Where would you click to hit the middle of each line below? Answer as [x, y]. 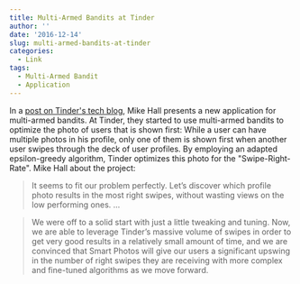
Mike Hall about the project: [84, 168]
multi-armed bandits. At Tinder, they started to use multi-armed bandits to [146, 120]
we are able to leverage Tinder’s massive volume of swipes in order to [161, 232]
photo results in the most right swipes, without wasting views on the [158, 195]
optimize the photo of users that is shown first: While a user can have [138, 129]
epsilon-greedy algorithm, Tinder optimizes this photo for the [123, 158]
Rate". [20, 168]
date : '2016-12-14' [46, 34]
